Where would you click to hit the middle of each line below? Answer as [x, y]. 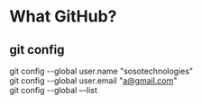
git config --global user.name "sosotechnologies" [101, 71]
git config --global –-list [53, 90]
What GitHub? [63, 17]
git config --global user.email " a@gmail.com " [93, 81]
